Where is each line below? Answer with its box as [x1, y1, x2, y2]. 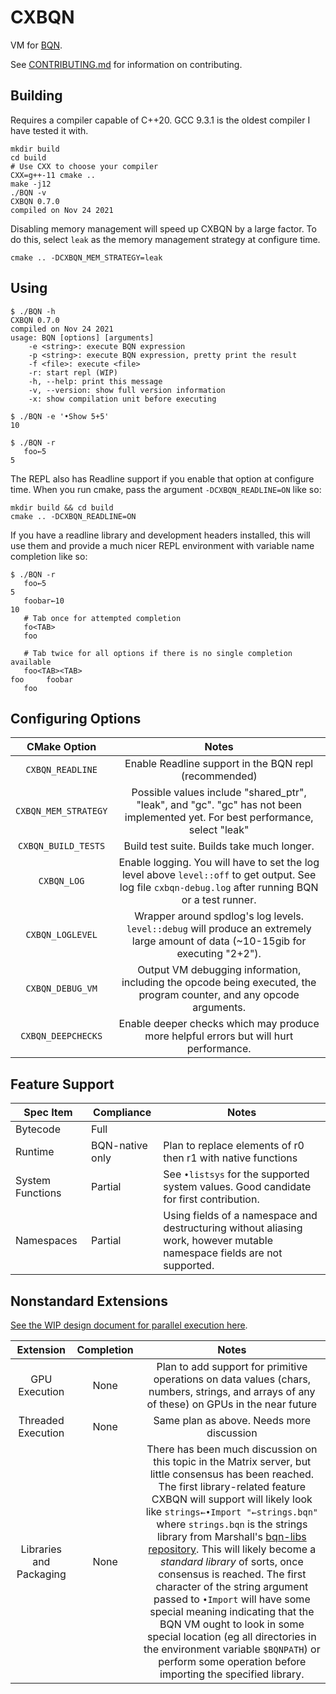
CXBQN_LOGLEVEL [25, 929, 98, 941]
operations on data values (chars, [153, 1372, 311, 1386]
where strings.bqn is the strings [156, 1517, 308, 1531]
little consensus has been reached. [149, 1467, 315, 1481]
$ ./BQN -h [10, 306, 56, 316]
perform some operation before [158, 1655, 307, 1668]
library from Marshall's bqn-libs [156, 1530, 307, 1543]
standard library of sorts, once [159, 1555, 304, 1568]
